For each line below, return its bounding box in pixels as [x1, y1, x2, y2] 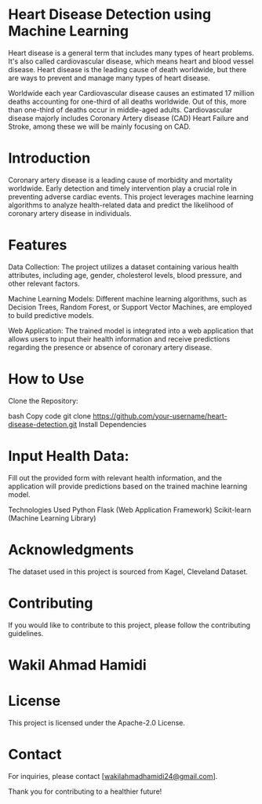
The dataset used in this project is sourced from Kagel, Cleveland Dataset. [8, 567, 249, 576]
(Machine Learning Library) [8, 513, 96, 523]
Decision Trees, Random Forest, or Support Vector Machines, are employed [8, 302, 253, 312]
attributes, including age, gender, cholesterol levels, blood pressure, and [8, 270, 242, 280]
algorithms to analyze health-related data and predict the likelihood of [8, 200, 234, 210]
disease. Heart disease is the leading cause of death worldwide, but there [8, 64, 247, 74]
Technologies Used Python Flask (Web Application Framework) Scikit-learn [8, 505, 252, 514]
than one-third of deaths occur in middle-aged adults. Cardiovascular [8, 104, 233, 115]
